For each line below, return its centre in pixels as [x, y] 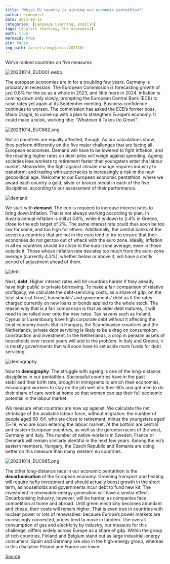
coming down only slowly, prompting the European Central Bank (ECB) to [81, 98]
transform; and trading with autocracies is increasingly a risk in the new [80, 172]
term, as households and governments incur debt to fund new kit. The [78, 487]
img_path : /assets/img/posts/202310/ [45, 48]
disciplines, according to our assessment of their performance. [71, 188]
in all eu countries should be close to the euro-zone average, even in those [83, 245]
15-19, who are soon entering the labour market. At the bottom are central [82, 424]
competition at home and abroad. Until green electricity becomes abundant [83, 503]
